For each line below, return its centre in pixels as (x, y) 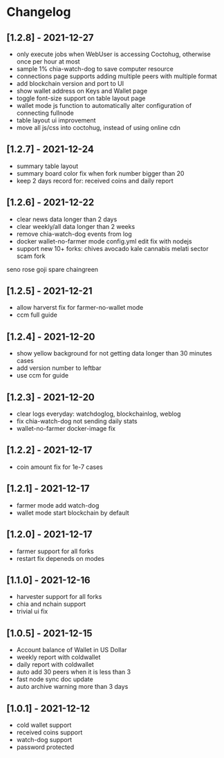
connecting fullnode (45, 113)
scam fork (31, 256)
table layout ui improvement (56, 120)
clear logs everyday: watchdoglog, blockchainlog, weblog (99, 414)
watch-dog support (44, 739)
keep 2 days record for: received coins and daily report (95, 181)
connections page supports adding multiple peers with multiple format (116, 76)
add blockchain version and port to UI (70, 83)
